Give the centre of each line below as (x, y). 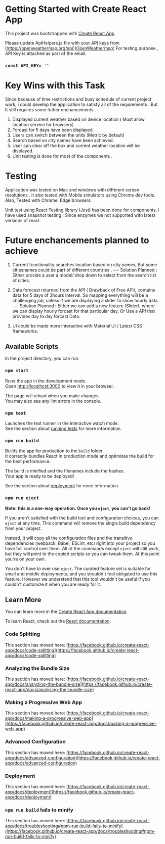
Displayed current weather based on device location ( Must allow (78, 119)
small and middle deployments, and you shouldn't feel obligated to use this (81, 574)
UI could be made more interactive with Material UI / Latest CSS (77, 326)
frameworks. (25, 331)
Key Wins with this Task (55, 86)
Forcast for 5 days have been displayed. (53, 130)
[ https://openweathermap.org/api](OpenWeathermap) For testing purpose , (82, 48)
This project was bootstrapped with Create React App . (61, 33)
